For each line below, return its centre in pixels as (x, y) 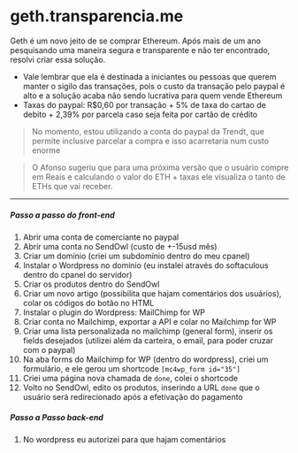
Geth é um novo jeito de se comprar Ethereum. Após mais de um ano (136, 41)
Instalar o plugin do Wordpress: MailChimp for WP (114, 312)
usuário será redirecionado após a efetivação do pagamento (133, 396)
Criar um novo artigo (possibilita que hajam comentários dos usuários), (152, 293)
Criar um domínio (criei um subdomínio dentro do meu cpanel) (136, 256)
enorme (46, 150)
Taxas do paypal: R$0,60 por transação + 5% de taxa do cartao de (144, 104)
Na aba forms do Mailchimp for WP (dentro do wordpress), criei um (145, 359)
